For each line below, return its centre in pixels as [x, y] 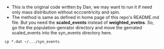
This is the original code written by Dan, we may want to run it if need [82, 7]
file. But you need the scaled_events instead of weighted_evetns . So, [83, 22]
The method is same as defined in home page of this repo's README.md [85, 17]
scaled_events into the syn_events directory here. [62, 33]
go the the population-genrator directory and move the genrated [77, 28]
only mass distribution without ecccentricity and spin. [66, 12]
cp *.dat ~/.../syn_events [32, 42]
